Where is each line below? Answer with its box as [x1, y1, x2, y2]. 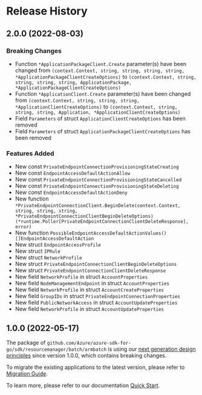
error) [15, 224, 32, 230]
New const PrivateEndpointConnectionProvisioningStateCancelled [15, 176, 182, 183]
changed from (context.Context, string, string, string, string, [15, 67, 185, 74]
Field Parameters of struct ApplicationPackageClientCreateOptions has [15, 127, 191, 134]
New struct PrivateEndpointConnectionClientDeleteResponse [15, 267, 166, 274]
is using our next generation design [108, 345, 197, 353]
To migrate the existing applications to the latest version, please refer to [6, 363, 185, 371]
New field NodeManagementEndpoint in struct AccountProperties [15, 280, 170, 287]
